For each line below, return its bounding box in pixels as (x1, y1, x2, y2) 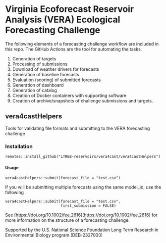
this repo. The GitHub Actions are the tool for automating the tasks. (5, 46, 142, 52)
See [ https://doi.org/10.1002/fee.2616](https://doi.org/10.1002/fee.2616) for (5, 212, 158, 218)
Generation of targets (12, 55, 56, 61)
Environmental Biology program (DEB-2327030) (5, 232, 103, 238)
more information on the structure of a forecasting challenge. (5, 217, 130, 223)
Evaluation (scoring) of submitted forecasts (12, 77, 101, 83)
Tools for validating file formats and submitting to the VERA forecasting (5, 125, 150, 131)
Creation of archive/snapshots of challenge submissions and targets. (12, 97, 154, 103)
